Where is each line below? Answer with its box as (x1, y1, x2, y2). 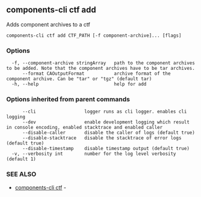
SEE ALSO (6, 170, 37, 178)
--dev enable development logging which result (22, 119, 190, 125)
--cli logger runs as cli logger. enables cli (22, 108, 187, 115)
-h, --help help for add (11, 81, 147, 87)
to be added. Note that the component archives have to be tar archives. (6, 66, 196, 72)
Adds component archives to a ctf (6, 20, 90, 28)
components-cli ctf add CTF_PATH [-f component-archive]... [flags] (6, 33, 182, 39)
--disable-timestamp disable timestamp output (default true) (22, 146, 190, 152)
